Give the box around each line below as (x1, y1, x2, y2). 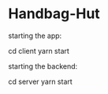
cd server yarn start (8, 77, 73, 86)
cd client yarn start (8, 46, 69, 55)
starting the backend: (8, 61, 78, 71)
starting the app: (8, 31, 62, 40)
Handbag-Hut (8, 5, 100, 23)
